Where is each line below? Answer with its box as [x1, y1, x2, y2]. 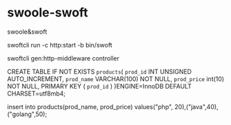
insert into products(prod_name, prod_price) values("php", [7, 102, 174, 111]
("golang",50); [7, 110, 48, 118]
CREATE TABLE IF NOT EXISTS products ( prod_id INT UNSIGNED [7, 67, 192, 76]
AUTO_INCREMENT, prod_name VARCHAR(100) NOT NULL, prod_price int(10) [7, 74, 225, 83]
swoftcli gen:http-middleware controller [7, 54, 119, 62]
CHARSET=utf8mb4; [7, 89, 66, 98]
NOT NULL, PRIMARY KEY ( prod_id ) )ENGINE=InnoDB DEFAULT [7, 82, 192, 90]
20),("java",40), [174, 102, 219, 111]
